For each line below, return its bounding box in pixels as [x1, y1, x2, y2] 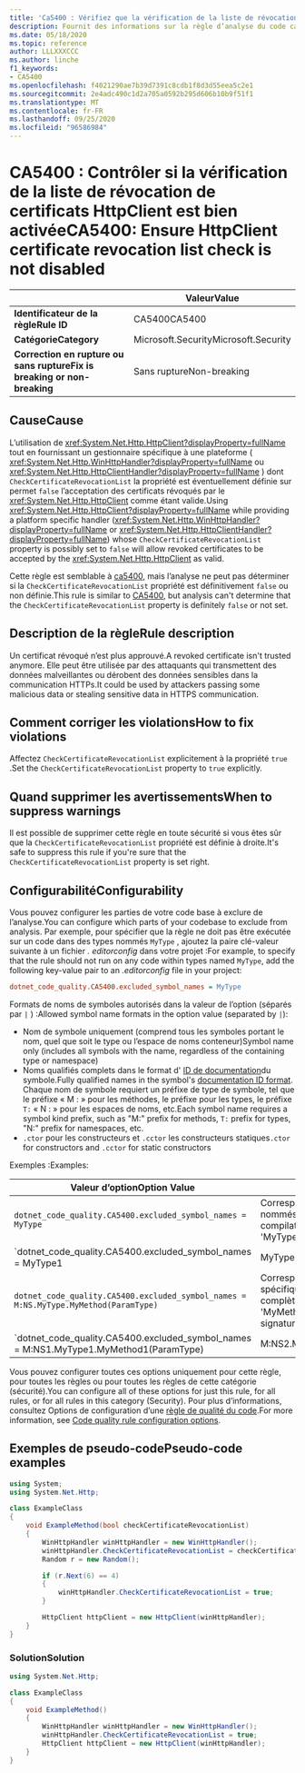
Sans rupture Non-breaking [133, 364, 250, 377]
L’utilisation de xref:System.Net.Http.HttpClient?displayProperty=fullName [9, 437, 286, 448]
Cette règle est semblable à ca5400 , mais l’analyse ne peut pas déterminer [9, 570, 290, 582]
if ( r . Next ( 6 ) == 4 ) [42, 1571, 120, 1580]
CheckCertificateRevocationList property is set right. [9, 856, 211, 868]
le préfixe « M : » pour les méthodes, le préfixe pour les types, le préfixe [22, 1093, 292, 1104]
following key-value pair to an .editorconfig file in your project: [9, 965, 242, 975]
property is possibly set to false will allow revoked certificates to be [9, 543, 264, 554]
